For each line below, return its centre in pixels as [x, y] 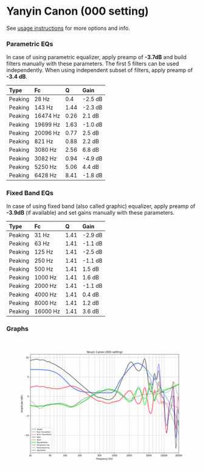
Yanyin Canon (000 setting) [77, 11]
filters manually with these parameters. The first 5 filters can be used [93, 64]
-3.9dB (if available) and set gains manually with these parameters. [91, 213]
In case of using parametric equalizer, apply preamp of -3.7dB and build [97, 57]
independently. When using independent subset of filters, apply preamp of [100, 70]
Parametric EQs [30, 44]
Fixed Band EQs [30, 193]
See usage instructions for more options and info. [68, 28]
